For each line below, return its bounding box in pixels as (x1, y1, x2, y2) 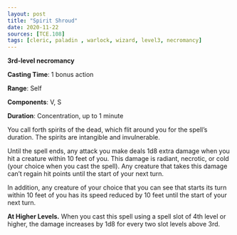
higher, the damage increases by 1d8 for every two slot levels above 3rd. (7, 220, 221, 229)
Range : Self (7, 84, 42, 93)
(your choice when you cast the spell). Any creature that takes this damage (7, 162, 228, 171)
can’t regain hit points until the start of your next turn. (7, 169, 164, 178)
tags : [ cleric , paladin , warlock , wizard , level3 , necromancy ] (7, 37, 202, 44)
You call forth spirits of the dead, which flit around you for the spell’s (7, 125, 208, 134)
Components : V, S (7, 98, 62, 107)
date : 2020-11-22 (7, 23, 59, 31)
